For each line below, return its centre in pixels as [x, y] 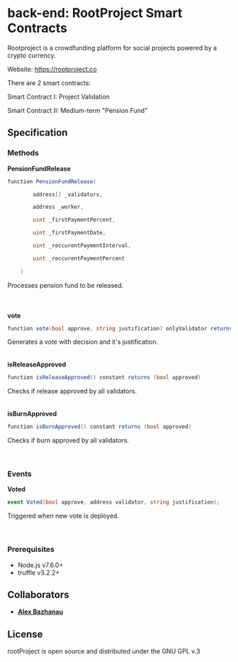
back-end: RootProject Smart [95, 13]
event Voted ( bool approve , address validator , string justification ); [114, 502]
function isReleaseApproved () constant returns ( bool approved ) [104, 378]
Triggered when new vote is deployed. [63, 516]
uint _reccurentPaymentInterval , [82, 246]
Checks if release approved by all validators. [72, 391]
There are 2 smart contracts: [49, 82]
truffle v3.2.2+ [39, 573]
